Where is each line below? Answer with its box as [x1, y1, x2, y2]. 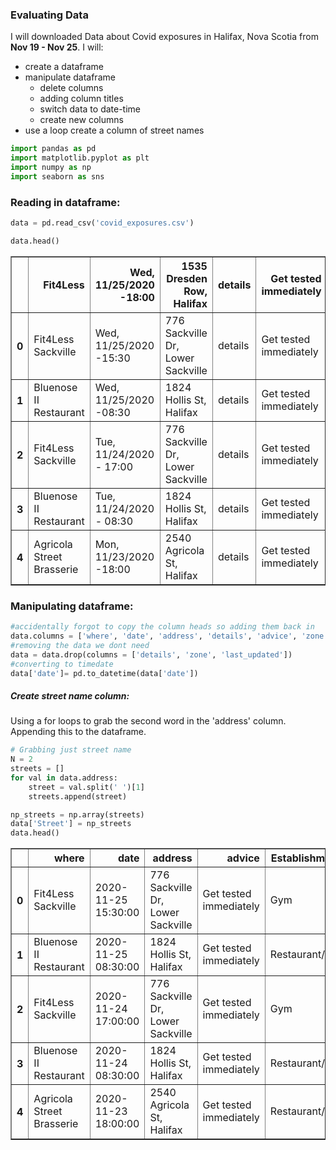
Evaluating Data [10, 8, 89, 22]
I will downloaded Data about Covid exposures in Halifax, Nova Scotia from [10, 31, 319, 43]
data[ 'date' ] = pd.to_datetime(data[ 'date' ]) [10, 668, 199, 678]
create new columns [39, 114, 124, 126]
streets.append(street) [28, 791, 128, 802]
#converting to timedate [10, 659, 114, 669]
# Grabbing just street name [10, 745, 132, 755]
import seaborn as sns [10, 171, 105, 182]
